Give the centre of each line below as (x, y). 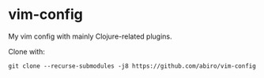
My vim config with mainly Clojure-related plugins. (90, 36)
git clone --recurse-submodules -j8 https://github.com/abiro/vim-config (132, 66)
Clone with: (27, 51)
